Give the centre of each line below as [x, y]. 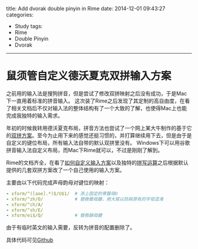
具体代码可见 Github [30, 240]
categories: [20, 15]
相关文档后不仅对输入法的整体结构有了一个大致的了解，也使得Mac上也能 [99, 108]
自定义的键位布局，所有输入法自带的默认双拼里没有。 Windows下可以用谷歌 [98, 142]
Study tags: [29, 26]
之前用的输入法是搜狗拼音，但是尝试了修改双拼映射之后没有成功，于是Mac [97, 93]
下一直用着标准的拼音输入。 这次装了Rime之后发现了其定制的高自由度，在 [95, 101]
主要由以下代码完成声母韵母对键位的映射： [58, 182]
